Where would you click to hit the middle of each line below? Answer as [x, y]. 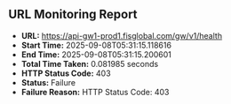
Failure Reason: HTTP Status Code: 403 [95, 92]
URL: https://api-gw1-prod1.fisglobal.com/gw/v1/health [122, 35]
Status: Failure [48, 82]
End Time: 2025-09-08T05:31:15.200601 [96, 54]
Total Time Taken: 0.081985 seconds [90, 63]
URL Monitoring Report [73, 15]
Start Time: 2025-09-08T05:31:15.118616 [96, 45]
